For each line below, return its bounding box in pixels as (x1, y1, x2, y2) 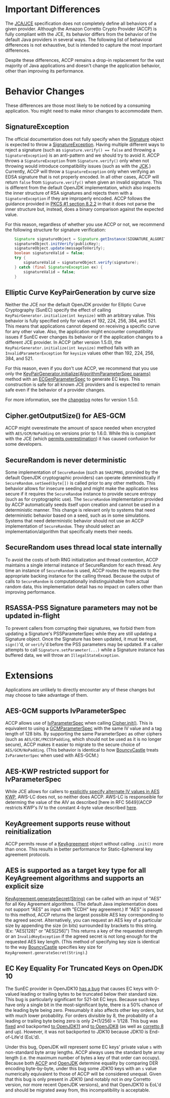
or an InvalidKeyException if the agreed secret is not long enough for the (5, 933, 158, 939)
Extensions (5, 669, 54, 681)
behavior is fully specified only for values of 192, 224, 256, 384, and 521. (5, 318, 157, 324)
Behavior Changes (5, 86, 84, 97)
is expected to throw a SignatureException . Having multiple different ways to (5, 141, 165, 148)
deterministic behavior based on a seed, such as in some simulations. (5, 512, 150, 518)
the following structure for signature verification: (5, 227, 106, 233)
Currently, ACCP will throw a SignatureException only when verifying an (5, 168, 155, 174)
